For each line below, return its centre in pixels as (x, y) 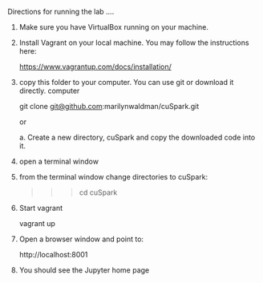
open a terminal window (59, 161)
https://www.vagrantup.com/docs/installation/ (95, 67)
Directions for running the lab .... (61, 12)
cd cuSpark (98, 192)
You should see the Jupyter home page (84, 270)
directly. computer (49, 91)
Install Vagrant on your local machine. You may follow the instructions (134, 42)
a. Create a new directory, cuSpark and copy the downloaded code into (137, 137)
